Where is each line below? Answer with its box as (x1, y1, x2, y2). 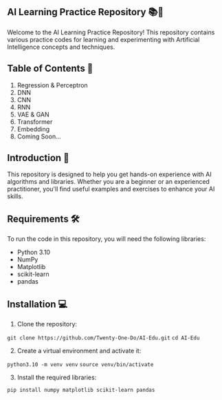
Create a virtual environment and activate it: (16, 347, 142, 355)
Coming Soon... (16, 132, 62, 140)
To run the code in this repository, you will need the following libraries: (7, 235, 206, 243)
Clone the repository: (16, 320, 78, 328)
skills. (7, 192, 23, 200)
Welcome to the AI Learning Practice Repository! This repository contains (7, 28, 215, 36)
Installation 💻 (7, 298, 68, 310)
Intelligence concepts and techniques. (7, 43, 115, 51)
